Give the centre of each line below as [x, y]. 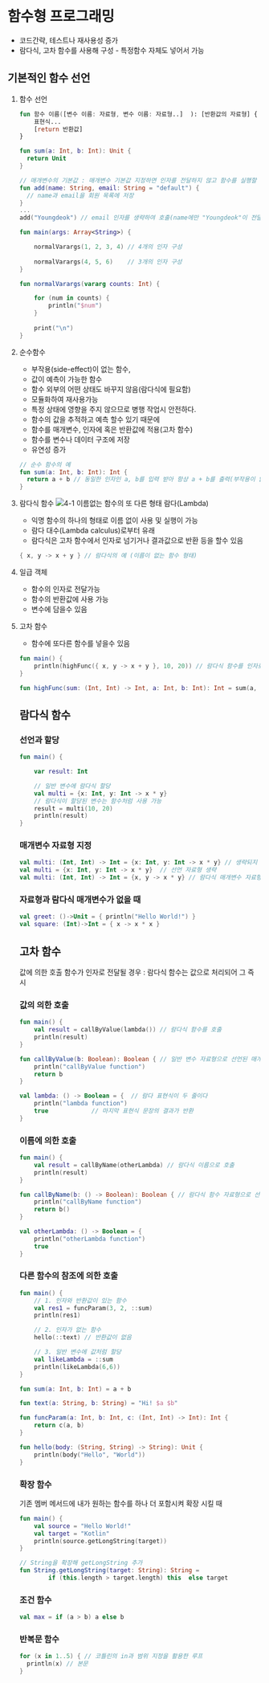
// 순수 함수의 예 [45, 464]
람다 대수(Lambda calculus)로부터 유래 [93, 530]
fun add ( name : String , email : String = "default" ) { [109, 188]
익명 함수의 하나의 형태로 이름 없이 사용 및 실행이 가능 [114, 521]
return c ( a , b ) [59, 1426]
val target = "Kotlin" [72, 1534]
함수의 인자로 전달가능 [66, 589]
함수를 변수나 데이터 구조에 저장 [80, 439]
